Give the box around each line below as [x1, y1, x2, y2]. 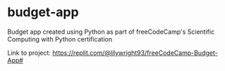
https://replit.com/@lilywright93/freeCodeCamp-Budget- [52, 49, 218, 57]
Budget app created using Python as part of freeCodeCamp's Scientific [7, 27, 215, 36]
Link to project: [7, 49, 51, 57]
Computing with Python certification [7, 34, 113, 43]
